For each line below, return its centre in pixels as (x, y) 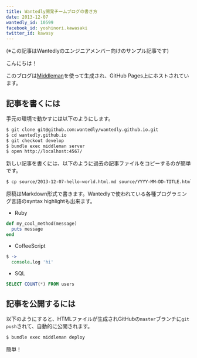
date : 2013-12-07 (27, 17)
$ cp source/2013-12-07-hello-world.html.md (61, 182)
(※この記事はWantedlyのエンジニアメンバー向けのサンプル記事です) (87, 51)
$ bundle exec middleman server (45, 146)
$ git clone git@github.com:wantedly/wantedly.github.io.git (82, 130)
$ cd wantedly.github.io (36, 135)
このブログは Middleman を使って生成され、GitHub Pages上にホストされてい (98, 76)
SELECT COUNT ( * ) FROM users (40, 284)
